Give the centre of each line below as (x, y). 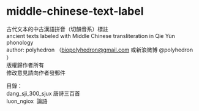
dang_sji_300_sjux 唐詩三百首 (43, 93)
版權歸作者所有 (25, 65)
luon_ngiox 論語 (27, 101)
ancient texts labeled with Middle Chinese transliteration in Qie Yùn (91, 36)
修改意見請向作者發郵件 (36, 72)
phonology (20, 42)
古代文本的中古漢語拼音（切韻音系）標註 (57, 29)
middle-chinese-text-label (75, 11)
